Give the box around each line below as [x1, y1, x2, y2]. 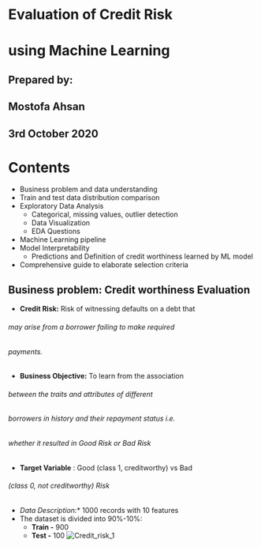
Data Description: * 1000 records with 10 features [19, 505, 179, 515]
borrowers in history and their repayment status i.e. [8, 413, 176, 424]
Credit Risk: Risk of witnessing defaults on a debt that [19, 304, 196, 314]
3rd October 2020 [8, 126, 99, 140]
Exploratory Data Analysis [19, 202, 104, 211]
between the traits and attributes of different [8, 389, 153, 398]
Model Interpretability [19, 243, 90, 253]
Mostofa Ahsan [8, 100, 85, 114]
